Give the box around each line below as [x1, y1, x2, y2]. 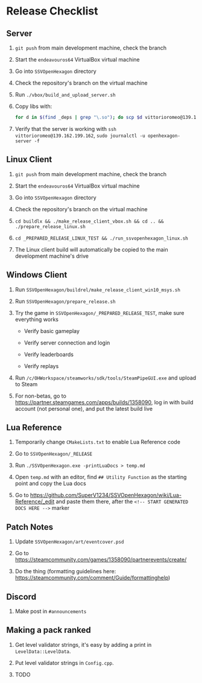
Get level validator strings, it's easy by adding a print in [14, 641, 152, 648]
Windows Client [6, 270, 68, 280]
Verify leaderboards [24, 351, 74, 358]
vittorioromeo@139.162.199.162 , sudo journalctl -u [14, 132, 146, 139]
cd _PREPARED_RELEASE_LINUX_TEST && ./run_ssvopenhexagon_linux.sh [14, 235, 188, 241]
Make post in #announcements [14, 608, 87, 615]
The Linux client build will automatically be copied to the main [14, 246, 169, 253]
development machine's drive [14, 252, 89, 259]
